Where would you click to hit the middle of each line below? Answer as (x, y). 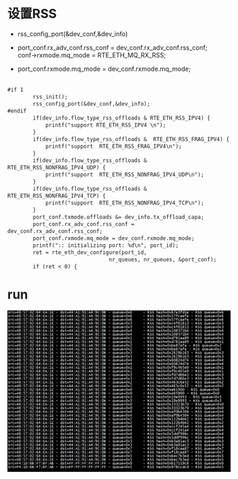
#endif (17, 111)
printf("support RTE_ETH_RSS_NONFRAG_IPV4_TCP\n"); (124, 203)
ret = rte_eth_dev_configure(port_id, (90, 252)
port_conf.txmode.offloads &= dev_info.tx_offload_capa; (118, 217)
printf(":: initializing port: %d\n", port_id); (106, 245)
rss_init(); (51, 97)
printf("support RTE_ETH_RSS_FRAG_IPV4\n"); (113, 146)
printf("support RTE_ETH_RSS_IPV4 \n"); (106, 125)
